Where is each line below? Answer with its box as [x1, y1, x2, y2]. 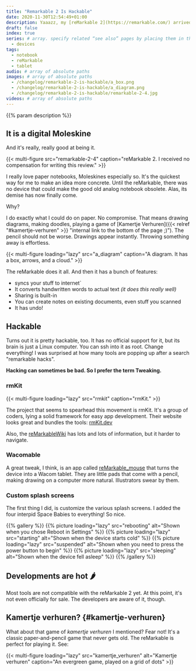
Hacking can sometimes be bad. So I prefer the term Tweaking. [6, 367, 162, 374]
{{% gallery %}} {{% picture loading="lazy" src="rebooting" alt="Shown [6, 522, 180, 529]
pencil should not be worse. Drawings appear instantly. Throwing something [6, 233, 190, 240]
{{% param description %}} [6, 112, 72, 119]
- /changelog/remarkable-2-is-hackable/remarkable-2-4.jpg [11, 90, 158, 96]
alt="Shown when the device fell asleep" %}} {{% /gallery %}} [6, 553, 156, 560]
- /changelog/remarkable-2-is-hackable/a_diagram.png [11, 85, 145, 91]
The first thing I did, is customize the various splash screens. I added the [6, 505, 181, 512]
